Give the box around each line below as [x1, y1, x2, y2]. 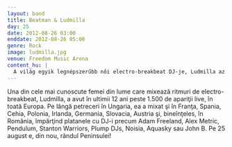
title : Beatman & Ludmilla [7, 17, 85, 24]
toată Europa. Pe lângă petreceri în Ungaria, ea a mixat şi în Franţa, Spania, [7, 102, 222, 110]
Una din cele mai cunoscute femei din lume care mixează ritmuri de [7, 87, 200, 96]
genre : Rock [7, 42, 42, 49]
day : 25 [7, 23, 30, 30]
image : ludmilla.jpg [7, 49, 67, 56]
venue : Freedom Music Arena [7, 55, 89, 62]
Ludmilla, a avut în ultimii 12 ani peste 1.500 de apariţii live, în [39, 94, 213, 103]
